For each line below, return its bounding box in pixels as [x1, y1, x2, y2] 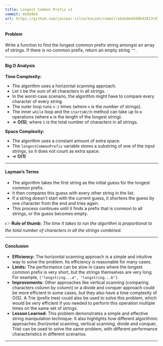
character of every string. [12, 98, 63, 104]
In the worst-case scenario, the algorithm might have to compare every [12, 93, 154, 99]
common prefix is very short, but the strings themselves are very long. [12, 269, 153, 275]
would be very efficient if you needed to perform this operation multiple [12, 300, 155, 306]
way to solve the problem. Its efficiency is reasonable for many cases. [12, 259, 152, 265]
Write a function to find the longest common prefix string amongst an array [5, 42, 155, 48]
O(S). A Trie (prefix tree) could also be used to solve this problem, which [12, 295, 157, 301]
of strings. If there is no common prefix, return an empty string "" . [5, 47, 137, 53]
